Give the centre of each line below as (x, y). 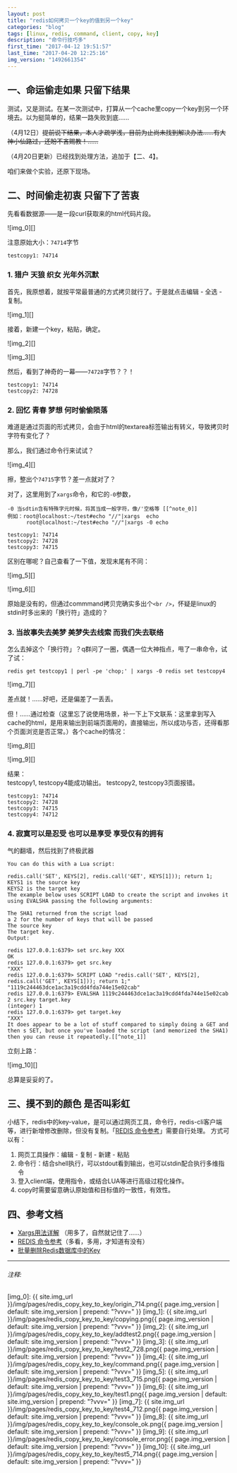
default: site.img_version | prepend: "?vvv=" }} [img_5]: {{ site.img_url (108, 1372)
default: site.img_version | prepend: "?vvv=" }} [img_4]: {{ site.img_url (108, 1357)
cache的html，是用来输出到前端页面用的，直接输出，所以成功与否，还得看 (115, 723)
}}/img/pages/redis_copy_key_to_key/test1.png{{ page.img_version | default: (117, 1394)
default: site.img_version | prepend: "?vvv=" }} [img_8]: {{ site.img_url (108, 1417)
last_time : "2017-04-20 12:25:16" (58, 54)
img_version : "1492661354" (47, 60)
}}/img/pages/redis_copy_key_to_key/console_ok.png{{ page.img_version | (115, 1424)
